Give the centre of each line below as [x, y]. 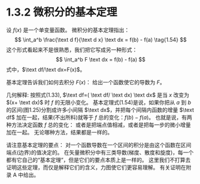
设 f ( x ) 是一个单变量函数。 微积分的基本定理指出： [68, 30]
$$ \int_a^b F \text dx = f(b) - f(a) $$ [101, 59]
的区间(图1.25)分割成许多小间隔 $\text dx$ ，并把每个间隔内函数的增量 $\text [100, 110]
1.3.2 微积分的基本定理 [62, 12]
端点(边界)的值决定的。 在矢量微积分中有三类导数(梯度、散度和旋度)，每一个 [100, 152]
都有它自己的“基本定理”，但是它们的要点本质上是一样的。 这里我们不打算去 [99, 160]
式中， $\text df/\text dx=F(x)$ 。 [46, 69]
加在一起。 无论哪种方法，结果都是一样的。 [59, 132]
